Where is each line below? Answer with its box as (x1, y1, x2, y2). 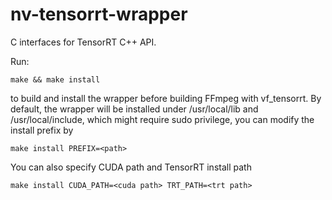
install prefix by (10, 124, 74, 136)
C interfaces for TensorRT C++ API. (10, 36, 157, 48)
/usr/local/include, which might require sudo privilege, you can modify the (10, 113, 315, 125)
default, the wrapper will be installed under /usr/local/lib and (10, 103, 259, 115)
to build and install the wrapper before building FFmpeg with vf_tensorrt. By (10, 92, 322, 104)
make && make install (10, 74, 101, 85)
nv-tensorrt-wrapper (10, 3, 188, 26)
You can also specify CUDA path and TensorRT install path (10, 161, 252, 173)
